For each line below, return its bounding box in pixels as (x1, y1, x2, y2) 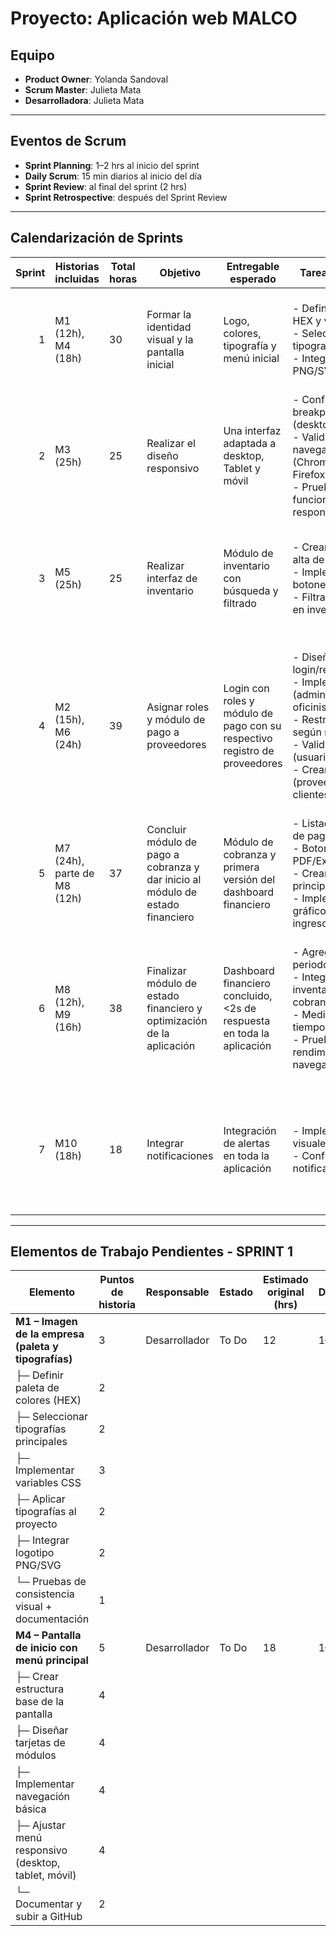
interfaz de (146, 571, 198, 585)
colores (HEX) (15, 1393, 82, 1407)
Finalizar (146, 963, 187, 977)
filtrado (223, 596, 257, 610)
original (266, 1285, 305, 1299)
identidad (146, 320, 192, 334)
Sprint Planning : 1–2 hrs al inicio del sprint (24, 159, 200, 171)
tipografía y (223, 338, 277, 352)
